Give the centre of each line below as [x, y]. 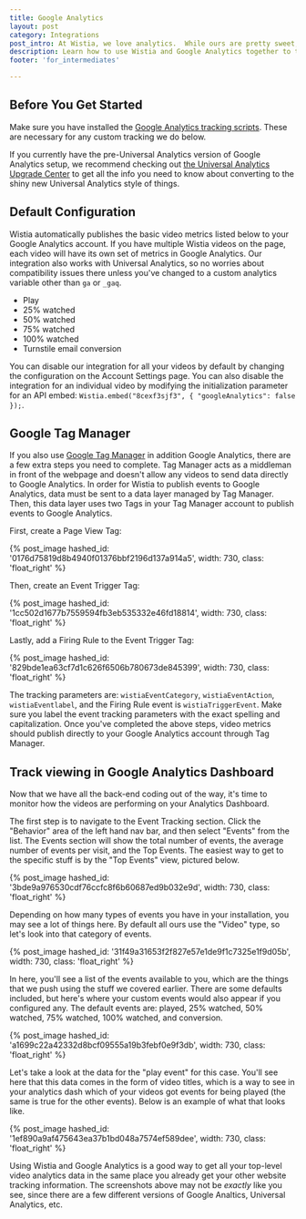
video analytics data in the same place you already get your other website [148, 1175]
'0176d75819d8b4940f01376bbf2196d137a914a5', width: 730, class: [137, 558]
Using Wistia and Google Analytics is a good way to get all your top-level [146, 1166]
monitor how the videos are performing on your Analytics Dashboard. [140, 804]
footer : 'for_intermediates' [65, 60]
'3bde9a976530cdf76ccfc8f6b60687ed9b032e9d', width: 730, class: [140, 887]
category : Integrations [55, 35]
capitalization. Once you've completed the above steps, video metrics [140, 724]
